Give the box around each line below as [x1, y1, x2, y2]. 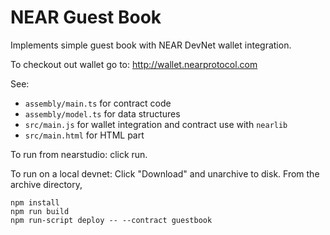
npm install [10, 197, 60, 208]
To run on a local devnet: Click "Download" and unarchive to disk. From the [10, 167, 320, 180]
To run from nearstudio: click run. [10, 148, 148, 160]
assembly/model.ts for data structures [24, 107, 181, 120]
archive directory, [10, 178, 83, 190]
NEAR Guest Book [10, 6, 162, 29]
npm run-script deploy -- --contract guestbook [10, 215, 213, 225]
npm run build [10, 206, 70, 216]
